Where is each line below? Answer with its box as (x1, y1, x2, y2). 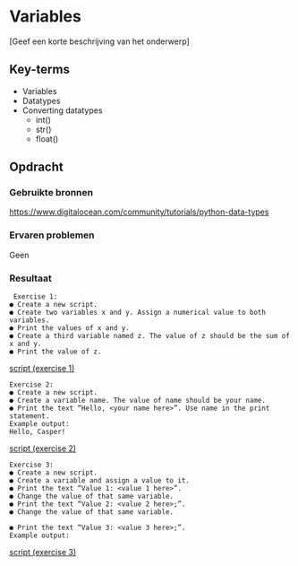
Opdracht (9, 160, 64, 175)
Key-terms (9, 62, 70, 77)
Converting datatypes (21, 105, 103, 116)
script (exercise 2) (9, 443, 77, 454)
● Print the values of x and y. (9, 324, 130, 333)
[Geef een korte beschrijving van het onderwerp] (9, 36, 190, 47)
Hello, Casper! (9, 428, 66, 437)
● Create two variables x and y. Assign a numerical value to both (9, 308, 267, 318)
